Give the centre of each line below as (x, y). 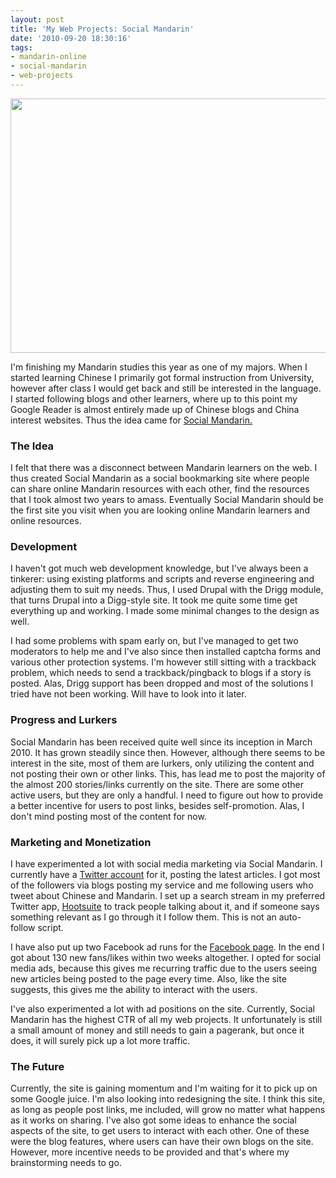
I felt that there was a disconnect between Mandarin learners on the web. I (164, 468)
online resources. (46, 521)
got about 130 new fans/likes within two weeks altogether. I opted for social (166, 958)
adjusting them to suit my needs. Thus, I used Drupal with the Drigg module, (167, 590)
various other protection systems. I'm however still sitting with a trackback (163, 662)
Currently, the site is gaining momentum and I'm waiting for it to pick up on (164, 1088)
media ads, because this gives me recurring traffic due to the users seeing (163, 968)
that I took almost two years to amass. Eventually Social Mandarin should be (167, 500)
